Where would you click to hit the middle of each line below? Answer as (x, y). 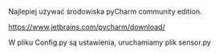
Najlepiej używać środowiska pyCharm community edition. (105, 12)
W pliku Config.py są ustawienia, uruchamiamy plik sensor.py (109, 42)
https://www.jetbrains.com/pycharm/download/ (87, 27)
